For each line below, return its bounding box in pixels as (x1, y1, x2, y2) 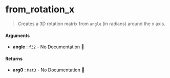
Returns (5, 55, 23, 62)
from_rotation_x (5, 4, 75, 15)
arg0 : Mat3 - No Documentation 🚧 (12, 67, 85, 73)
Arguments (5, 32, 30, 38)
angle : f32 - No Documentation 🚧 (12, 44, 84, 50)
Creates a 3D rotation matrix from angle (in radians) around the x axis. (17, 21, 165, 27)
